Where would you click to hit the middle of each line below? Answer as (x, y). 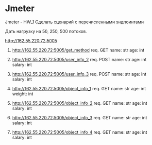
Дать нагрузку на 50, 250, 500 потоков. (46, 31)
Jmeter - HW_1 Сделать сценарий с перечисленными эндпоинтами (75, 22)
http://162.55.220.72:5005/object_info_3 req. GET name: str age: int (79, 117)
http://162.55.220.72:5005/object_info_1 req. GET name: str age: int (79, 88)
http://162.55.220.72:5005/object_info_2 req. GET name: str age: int (79, 103)
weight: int (23, 94)
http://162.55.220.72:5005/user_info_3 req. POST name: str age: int (79, 74)
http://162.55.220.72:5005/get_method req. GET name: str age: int (78, 50)
